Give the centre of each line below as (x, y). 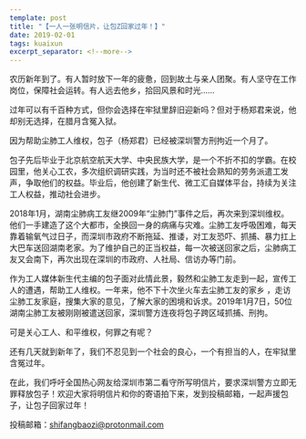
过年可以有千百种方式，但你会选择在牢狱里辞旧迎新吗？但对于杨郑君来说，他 (153, 110)
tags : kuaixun (36, 43)
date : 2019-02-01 (42, 35)
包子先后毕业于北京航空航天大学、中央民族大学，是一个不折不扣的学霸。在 (149, 160)
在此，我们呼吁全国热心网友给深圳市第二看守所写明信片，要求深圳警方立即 (149, 382)
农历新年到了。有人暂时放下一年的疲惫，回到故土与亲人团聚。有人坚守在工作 (153, 79)
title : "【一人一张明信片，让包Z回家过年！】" (87, 26)
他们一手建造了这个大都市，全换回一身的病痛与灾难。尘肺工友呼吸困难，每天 (153, 225)
